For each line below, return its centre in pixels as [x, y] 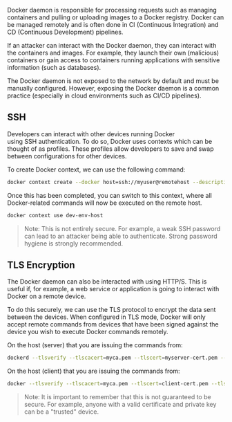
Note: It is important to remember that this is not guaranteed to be [118, 397]
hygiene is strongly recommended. [74, 243]
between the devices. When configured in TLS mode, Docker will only [106, 317]
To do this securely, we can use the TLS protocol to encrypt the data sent [112, 310]
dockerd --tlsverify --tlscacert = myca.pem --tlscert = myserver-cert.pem [112, 358]
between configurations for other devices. [67, 156]
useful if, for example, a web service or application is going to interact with [113, 289]
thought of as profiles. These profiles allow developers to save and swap [110, 149]
